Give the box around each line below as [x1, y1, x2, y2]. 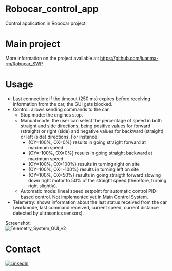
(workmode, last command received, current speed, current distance [12, 204, 159, 210]
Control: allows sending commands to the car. [12, 106, 110, 112]
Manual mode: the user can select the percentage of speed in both [20, 117, 162, 123]
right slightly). [28, 183, 58, 189]
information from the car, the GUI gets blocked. [12, 101, 113, 107]
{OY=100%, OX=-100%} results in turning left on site [28, 166, 139, 172]
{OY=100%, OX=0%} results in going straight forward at [28, 139, 146, 145]
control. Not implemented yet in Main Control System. [35, 193, 148, 200]
